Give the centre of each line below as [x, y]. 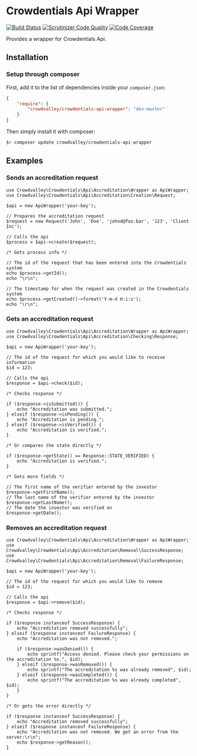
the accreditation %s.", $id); [45, 659]
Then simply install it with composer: [51, 131]
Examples [25, 161]
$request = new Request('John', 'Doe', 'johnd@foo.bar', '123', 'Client [98, 221]
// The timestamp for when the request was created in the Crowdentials [98, 289]
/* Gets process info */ [37, 252]
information [21, 362]
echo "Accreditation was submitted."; [64, 409]
